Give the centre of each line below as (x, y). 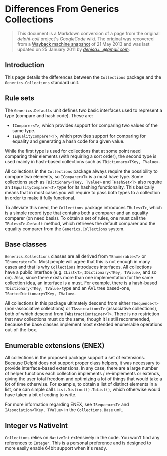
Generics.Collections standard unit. (42, 82)
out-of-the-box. (21, 330)
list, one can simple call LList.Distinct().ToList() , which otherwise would (83, 389)
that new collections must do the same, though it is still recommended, (78, 319)
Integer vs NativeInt (37, 425)
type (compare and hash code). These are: (49, 115)
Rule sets (20, 98)
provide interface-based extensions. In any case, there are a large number (82, 368)
